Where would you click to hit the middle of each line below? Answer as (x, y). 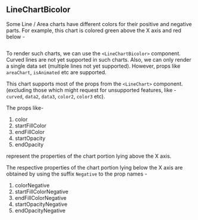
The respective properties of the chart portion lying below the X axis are (95, 167)
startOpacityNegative (41, 204)
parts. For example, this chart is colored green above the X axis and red (94, 30)
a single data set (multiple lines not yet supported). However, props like (93, 66)
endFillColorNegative (41, 197)
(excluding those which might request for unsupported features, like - (91, 90)
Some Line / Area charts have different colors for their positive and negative (99, 24)
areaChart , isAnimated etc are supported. (56, 72)
